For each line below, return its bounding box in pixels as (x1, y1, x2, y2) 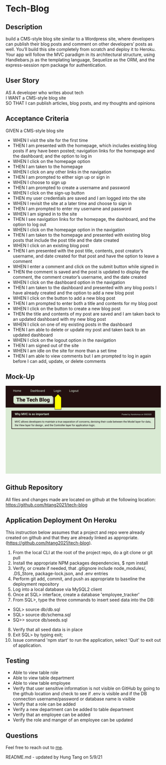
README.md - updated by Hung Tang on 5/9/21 (5, 754, 102, 760)
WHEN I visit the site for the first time (12, 137, 88, 143)
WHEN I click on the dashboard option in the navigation (12, 279, 125, 285)
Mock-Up (5, 372, 35, 381)
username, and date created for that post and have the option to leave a (12, 253, 159, 259)
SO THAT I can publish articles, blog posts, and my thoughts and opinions (5, 100, 155, 106)
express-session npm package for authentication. (5, 62, 107, 68)
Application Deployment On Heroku (5, 516, 117, 525)
